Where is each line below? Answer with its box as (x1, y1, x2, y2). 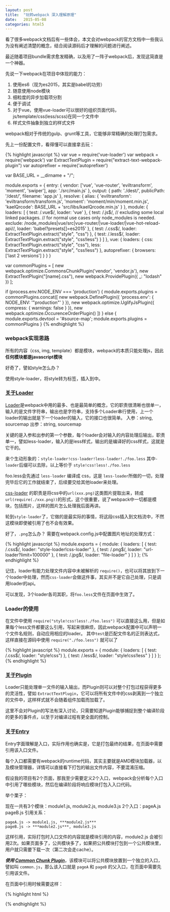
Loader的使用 (5, 605, 39, 612)
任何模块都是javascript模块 (5, 354, 62, 360)
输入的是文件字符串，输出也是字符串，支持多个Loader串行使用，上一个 (5, 408, 154, 414)
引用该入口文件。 (5, 747, 41, 753)
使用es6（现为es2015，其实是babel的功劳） (12, 82, 105, 88)
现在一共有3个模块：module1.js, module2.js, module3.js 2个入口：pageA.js (5, 803, 161, 809)
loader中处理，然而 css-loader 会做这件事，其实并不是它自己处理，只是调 (9, 574, 161, 580)
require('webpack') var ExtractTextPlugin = (5, 157, 95, 163)
